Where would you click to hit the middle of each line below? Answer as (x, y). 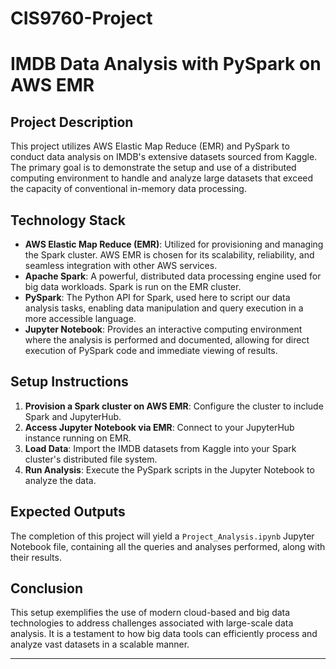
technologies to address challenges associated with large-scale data (152, 623)
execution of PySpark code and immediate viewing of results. (151, 350)
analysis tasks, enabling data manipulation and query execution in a (164, 308)
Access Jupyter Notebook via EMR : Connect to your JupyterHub (159, 427)
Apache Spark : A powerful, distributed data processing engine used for (173, 276)
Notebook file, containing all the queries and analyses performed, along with (168, 546)
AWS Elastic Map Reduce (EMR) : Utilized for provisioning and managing (174, 244)
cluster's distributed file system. (91, 459)
